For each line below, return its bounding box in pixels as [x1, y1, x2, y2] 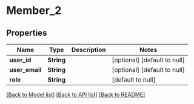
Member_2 [6, 4, 62, 18]
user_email [9, 66, 42, 74]
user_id [9, 56, 32, 64]
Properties [6, 28, 47, 38]
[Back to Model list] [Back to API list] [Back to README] [6, 91, 145, 98]
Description [72, 46, 106, 54]
